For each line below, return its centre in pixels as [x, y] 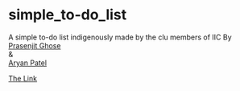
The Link [23, 78]
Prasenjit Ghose [35, 45]
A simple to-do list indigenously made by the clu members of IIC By [120, 37]
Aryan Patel [27, 63]
